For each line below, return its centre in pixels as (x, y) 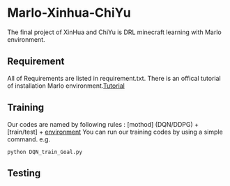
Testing (24, 173)
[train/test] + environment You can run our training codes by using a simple (115, 132)
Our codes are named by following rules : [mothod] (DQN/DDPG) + (103, 124)
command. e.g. (29, 139)
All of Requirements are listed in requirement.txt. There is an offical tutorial (114, 78)
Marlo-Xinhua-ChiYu (69, 13)
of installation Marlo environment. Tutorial (66, 86)
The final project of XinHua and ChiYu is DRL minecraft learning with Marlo (114, 32)
